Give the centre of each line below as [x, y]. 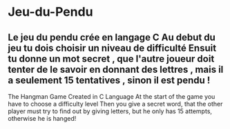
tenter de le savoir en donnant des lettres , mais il [116, 69]
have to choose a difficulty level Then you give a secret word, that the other [115, 104]
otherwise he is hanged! [42, 118]
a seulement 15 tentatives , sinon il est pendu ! [109, 80]
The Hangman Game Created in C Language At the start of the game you [112, 96]
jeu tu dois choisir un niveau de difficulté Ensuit [112, 48]
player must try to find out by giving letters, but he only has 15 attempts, [110, 111]
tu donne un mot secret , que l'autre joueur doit [111, 59]
